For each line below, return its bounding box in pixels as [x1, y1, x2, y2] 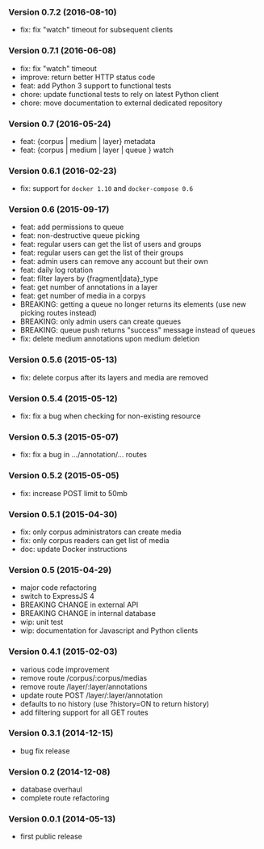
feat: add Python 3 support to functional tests [19, 80, 172, 91]
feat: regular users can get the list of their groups [19, 248, 184, 257]
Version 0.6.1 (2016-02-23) [8, 165, 117, 176]
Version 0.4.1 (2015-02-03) [8, 646, 118, 657]
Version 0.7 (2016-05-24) [8, 118, 111, 129]
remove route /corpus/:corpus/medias [19, 673, 148, 682]
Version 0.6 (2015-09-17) [8, 204, 110, 215]
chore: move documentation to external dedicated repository [19, 98, 223, 108]
